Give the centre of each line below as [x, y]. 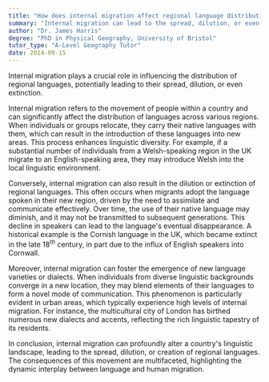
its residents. [30, 328]
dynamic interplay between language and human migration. [106, 368]
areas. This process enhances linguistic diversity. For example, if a [118, 142]
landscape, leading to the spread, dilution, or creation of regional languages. [134, 352]
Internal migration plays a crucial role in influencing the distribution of [123, 76]
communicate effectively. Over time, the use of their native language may [129, 209]
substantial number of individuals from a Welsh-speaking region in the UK [130, 151]
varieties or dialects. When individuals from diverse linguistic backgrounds [131, 276]
